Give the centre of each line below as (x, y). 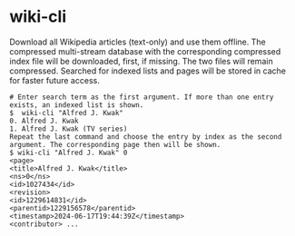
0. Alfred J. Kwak (44, 121)
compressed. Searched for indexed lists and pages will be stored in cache (147, 71)
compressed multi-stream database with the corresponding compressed (145, 51)
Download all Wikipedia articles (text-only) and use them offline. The (138, 42)
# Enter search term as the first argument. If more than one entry (142, 97)
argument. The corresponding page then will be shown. (115, 144)
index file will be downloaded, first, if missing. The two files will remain (142, 61)
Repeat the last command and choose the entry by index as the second (146, 137)
